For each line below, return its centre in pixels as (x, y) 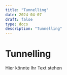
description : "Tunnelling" (34, 29)
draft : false (19, 19)
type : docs (17, 24)
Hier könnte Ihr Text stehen (34, 68)
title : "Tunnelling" (27, 10)
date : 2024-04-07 (24, 15)
